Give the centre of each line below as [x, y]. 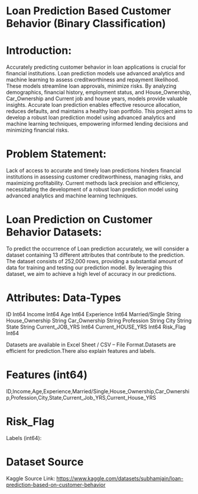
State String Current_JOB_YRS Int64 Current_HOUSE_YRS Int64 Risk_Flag [96, 327]
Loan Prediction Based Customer [89, 11]
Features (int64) [47, 375]
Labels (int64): [24, 438]
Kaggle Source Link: [31, 478]
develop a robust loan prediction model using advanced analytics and [91, 117]
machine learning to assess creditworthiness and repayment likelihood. [93, 80]
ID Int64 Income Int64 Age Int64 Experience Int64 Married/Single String [94, 314]
